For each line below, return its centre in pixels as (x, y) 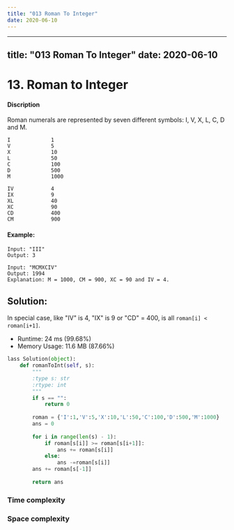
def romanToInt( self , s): (57, 366)
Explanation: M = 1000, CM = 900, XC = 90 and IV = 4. (88, 280)
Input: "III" (26, 249)
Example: (21, 235)
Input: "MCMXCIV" (32, 268)
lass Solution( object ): (42, 359)
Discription (24, 104)
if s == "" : (50, 398)
